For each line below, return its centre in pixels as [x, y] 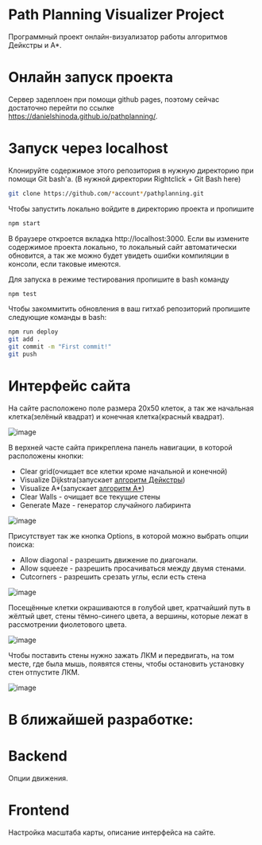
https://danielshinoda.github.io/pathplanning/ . [83, 116]
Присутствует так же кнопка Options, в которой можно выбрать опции [128, 535]
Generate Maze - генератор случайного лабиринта [105, 505]
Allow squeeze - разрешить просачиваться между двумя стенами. [133, 568]
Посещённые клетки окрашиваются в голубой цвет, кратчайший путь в [129, 607]
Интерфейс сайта [69, 386]
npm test [23, 294]
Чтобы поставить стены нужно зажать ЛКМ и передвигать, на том [121, 655]
